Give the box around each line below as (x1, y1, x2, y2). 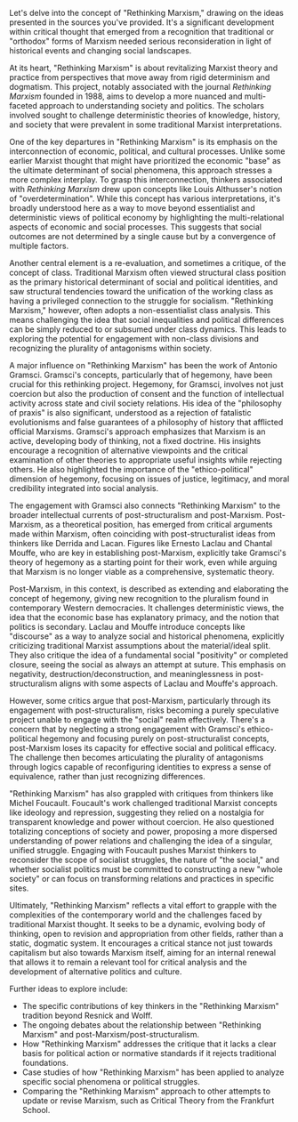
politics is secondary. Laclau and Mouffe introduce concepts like (9, 622, 246, 632)
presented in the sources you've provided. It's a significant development (9, 17, 275, 28)
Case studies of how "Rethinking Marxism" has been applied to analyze (21, 1067, 285, 1078)
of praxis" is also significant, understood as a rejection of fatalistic (9, 408, 252, 417)
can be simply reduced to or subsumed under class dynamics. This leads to (9, 324, 287, 335)
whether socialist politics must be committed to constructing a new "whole (9, 864, 283, 875)
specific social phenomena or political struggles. (21, 1077, 200, 1086)
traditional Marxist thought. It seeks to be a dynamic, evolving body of (9, 919, 266, 929)
